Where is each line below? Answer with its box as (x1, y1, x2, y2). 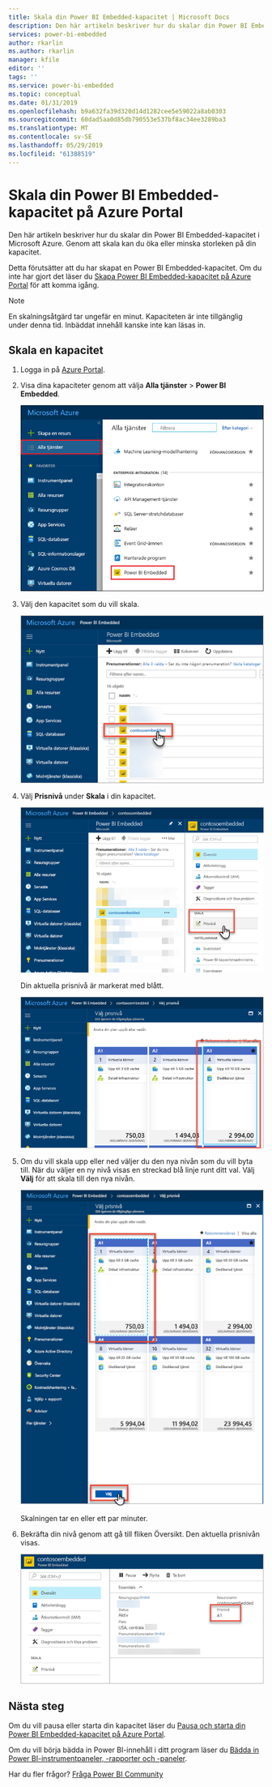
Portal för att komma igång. (8, 280, 100, 289)
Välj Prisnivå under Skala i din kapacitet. (19, 791, 156, 801)
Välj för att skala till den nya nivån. (19, 1174, 135, 1183)
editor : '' (8, 65, 45, 73)
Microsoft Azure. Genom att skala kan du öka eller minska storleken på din (8, 238, 257, 248)
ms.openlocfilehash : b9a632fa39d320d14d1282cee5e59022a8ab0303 (8, 107, 227, 115)
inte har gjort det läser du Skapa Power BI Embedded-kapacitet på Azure (8, 271, 252, 281)
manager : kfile (8, 56, 60, 64)
